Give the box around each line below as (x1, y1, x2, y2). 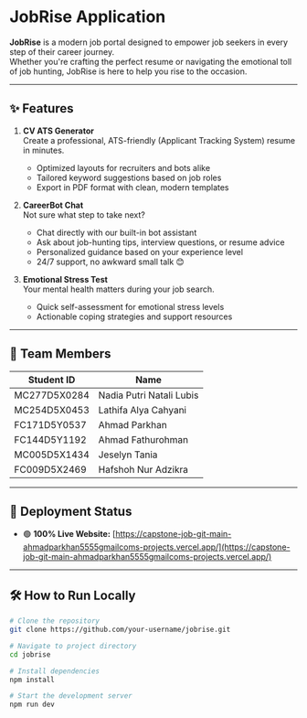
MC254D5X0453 (14, 403, 90, 416)
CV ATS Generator (22, 125, 94, 136)
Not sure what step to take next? (22, 209, 146, 220)
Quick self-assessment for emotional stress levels (36, 301, 225, 312)
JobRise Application (9, 6, 166, 27)
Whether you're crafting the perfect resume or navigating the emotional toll (9, 56, 292, 67)
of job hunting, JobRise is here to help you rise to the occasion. (9, 66, 248, 77)
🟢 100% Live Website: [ (22, 529, 116, 540)
